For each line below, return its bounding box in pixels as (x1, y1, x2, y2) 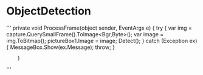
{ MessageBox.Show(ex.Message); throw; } (6, 44, 115, 51)
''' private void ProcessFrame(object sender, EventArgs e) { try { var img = (6, 24, 193, 31)
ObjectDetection (6, 4, 91, 18)
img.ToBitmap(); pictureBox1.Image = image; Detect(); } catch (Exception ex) (6, 37, 198, 44)
